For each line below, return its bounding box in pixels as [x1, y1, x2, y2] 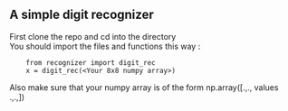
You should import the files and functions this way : [9, 41, 201, 51]
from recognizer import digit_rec [25, 58, 156, 67]
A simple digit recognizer [9, 7, 154, 23]
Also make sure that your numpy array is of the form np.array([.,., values [9, 81, 279, 93]
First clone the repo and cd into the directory [9, 31, 177, 42]
